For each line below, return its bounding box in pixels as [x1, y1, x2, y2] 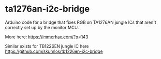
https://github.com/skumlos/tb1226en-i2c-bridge [5, 48, 103, 54]
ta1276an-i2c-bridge [5, 3, 90, 15]
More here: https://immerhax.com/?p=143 [5, 34, 88, 40]
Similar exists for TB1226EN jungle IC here [5, 43, 89, 49]
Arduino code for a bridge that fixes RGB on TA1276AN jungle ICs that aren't [5, 19, 156, 25]
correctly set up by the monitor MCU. [5, 24, 79, 30]
